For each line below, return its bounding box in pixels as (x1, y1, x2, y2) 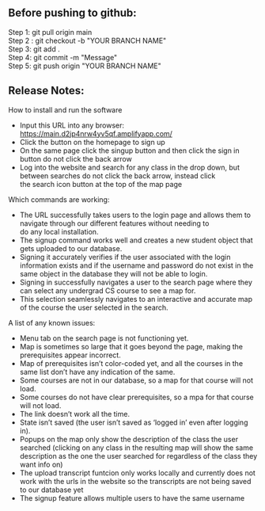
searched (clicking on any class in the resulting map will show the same (19, 443, 254, 452)
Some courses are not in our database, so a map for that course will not (19, 376, 254, 385)
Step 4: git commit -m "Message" (8, 52, 118, 62)
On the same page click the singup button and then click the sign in (19, 146, 240, 155)
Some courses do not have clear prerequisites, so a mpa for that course (19, 392, 255, 402)
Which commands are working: (8, 194, 110, 204)
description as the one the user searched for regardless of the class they (19, 451, 258, 460)
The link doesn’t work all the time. (19, 409, 131, 418)
